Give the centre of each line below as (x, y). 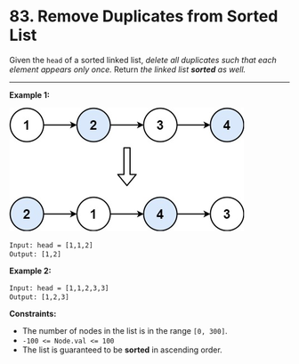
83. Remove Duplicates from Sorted (144, 16)
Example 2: (30, 271)
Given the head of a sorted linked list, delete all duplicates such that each (143, 60)
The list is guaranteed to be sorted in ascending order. (122, 350)
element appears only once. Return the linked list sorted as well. (128, 69)
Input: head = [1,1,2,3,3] (59, 288)
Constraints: (33, 313)
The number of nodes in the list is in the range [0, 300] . (125, 330)
